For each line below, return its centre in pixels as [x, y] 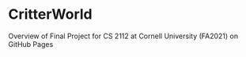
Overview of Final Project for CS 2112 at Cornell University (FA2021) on [123, 36]
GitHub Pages [31, 44]
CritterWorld [50, 14]
